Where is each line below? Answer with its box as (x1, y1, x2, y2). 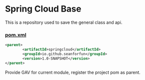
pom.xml (5, 32, 27, 38)
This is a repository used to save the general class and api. (5, 19, 123, 25)
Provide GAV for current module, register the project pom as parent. (5, 69, 141, 75)
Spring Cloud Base (5, 3, 81, 15)
